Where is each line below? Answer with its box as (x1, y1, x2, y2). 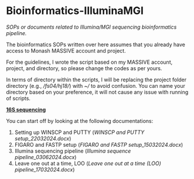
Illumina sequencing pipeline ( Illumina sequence (14, 147, 131, 154)
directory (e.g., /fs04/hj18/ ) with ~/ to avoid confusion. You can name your (6, 82, 186, 89)
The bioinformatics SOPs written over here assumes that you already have (6, 41, 186, 48)
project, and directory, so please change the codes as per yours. (6, 64, 162, 71)
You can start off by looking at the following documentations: (6, 117, 154, 124)
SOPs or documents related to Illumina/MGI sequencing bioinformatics (6, 23, 177, 30)
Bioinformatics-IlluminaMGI (6, 4, 144, 18)
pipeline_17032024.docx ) (14, 166, 75, 173)
